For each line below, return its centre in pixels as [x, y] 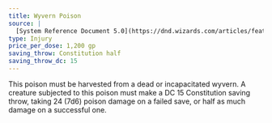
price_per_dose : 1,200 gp [52, 46]
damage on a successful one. [57, 109]
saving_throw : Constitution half [65, 53]
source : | [25, 23]
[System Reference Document [63, 31]
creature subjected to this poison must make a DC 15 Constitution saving [130, 92]
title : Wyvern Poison [45, 16]
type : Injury [30, 38]
